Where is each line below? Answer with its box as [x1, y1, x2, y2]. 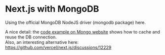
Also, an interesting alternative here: [5, 39, 79, 45]
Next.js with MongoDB [5, 3, 99, 15]
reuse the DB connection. [5, 34, 57, 40]
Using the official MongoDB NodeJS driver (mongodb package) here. [5, 19, 146, 25]
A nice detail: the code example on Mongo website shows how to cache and [5, 29, 161, 35]
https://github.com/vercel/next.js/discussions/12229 [5, 44, 112, 50]
